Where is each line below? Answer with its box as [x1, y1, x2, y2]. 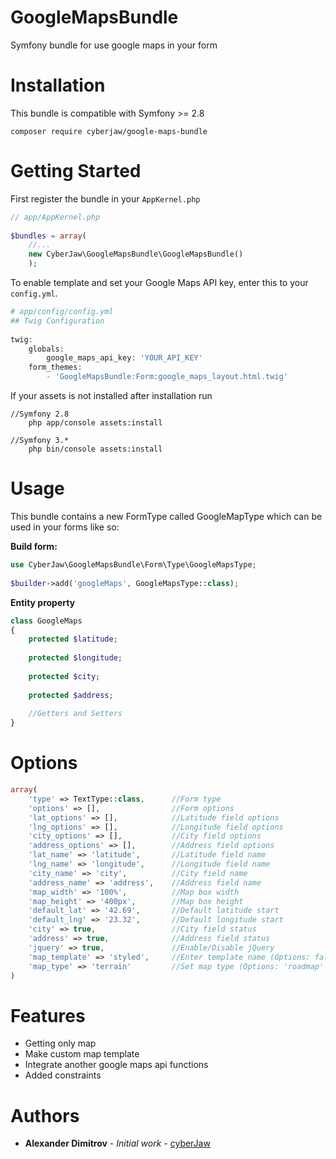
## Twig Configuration [10, 316, 105, 326]
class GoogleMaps [10, 616, 83, 626]
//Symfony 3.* [10, 436, 70, 446]
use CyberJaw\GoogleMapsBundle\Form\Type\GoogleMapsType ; [10, 560, 257, 570]
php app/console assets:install [28, 418, 163, 428]
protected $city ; [28, 671, 101, 681]
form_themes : [28, 362, 83, 373]
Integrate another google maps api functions [24, 1059, 209, 1071]
